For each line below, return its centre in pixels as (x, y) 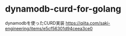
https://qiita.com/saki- (88, 23)
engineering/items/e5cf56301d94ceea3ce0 (49, 28)
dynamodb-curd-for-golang (63, 9)
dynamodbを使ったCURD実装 (35, 23)
